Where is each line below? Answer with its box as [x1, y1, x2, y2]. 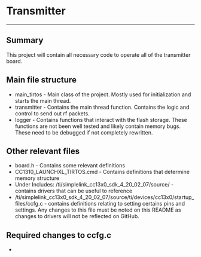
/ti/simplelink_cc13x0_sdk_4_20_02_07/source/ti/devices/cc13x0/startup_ [14, 194, 194, 201]
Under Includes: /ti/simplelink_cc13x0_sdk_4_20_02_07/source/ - [14, 181, 174, 188]
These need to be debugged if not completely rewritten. [14, 128, 153, 136]
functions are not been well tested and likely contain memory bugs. [14, 123, 181, 130]
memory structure [14, 175, 60, 182]
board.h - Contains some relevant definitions [14, 162, 126, 169]
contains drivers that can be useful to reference [14, 187, 133, 195]
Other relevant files [6, 146, 80, 156]
